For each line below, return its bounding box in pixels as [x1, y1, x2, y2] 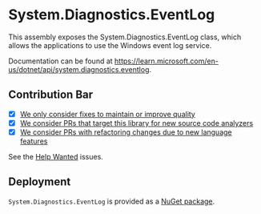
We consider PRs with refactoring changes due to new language [19, 127, 232, 137]
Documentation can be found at [8, 56, 114, 66]
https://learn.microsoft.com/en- [114, 56, 219, 66]
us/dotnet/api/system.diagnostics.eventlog [8, 64, 150, 74]
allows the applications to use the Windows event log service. [8, 40, 212, 50]
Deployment [8, 175, 71, 189]
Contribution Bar [8, 88, 94, 102]
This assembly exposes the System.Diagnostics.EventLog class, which [8, 32, 242, 42]
